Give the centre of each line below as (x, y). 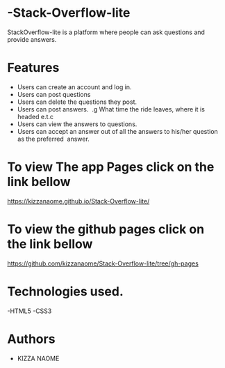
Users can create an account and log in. (74, 87)
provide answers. (32, 39)
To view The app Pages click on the (111, 167)
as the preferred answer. (53, 139)
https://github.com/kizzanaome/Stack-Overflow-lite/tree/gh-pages (103, 263)
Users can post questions (54, 94)
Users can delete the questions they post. (77, 102)
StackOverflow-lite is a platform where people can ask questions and (106, 32)
